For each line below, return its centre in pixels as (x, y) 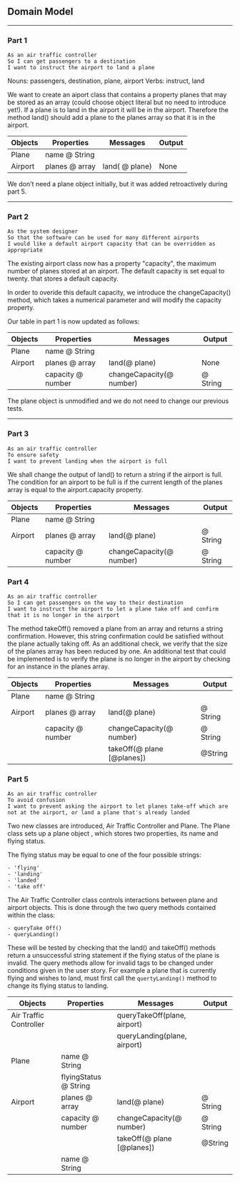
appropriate (25, 250)
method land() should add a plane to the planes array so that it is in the (111, 118)
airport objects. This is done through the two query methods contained (112, 908)
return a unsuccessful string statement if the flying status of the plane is (114, 956)
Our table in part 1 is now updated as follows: (74, 321)
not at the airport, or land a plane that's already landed (99, 813)
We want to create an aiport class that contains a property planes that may (117, 95)
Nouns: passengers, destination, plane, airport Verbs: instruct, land (106, 81)
